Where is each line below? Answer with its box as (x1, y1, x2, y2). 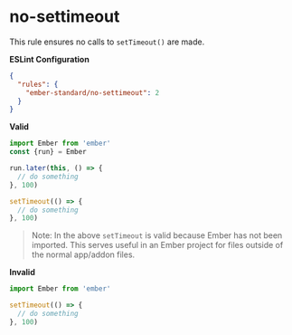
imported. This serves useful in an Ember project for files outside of (31, 240, 284, 251)
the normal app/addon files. (31, 249, 136, 260)
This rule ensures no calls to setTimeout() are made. (9, 36, 205, 47)
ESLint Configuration (9, 53, 90, 64)
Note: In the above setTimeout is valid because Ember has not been (31, 230, 283, 241)
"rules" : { (17, 80, 59, 89)
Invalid (9, 267, 36, 278)
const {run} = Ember (9, 148, 88, 157)
